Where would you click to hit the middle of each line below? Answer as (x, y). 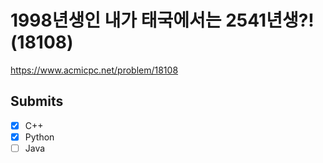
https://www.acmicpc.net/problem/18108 (94, 70)
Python (39, 137)
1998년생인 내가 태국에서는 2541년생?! (162, 20)
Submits (37, 101)
